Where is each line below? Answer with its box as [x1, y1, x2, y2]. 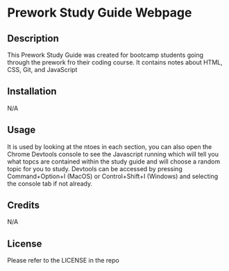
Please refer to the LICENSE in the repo [7, 256, 119, 265]
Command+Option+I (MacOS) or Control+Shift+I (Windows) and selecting [7, 172, 219, 180]
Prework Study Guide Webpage [7, 5, 192, 21]
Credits [7, 200, 40, 211]
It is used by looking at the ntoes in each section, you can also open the [7, 142, 212, 150]
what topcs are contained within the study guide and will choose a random [7, 157, 221, 166]
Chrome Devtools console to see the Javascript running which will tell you [7, 150, 219, 158]
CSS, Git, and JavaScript [7, 66, 78, 73]
